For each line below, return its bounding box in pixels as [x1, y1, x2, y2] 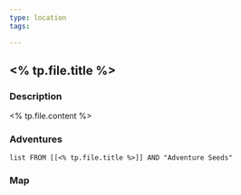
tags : [9, 22, 30, 31]
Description [9, 89, 63, 102]
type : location [9, 13, 67, 23]
